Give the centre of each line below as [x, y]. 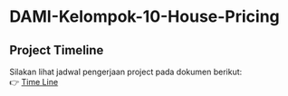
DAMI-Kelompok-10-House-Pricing [145, 17]
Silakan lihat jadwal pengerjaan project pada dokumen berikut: [126, 72]
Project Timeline [57, 50]
